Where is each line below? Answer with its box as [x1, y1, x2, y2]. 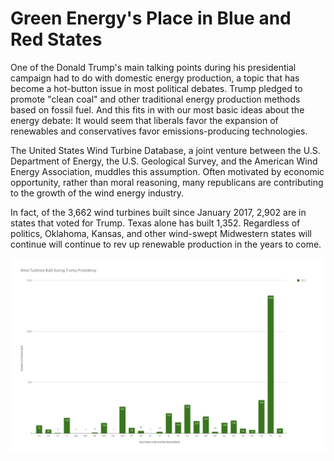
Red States [10, 28, 103, 51]
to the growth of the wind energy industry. [10, 187, 185, 199]
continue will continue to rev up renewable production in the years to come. [10, 238, 322, 250]
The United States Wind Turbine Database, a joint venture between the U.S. [10, 144, 321, 156]
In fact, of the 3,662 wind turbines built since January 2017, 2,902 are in [10, 206, 307, 218]
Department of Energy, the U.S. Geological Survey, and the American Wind [10, 155, 318, 167]
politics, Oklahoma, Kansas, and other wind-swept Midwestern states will [10, 227, 313, 239]
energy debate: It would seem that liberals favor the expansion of [10, 114, 279, 126]
